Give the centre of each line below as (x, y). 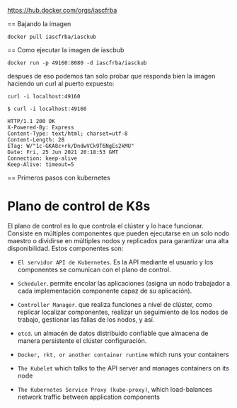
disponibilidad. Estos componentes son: (65, 248)
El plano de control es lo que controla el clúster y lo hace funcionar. (105, 226)
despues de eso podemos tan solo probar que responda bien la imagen (111, 76)
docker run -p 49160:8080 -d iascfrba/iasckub (77, 63)
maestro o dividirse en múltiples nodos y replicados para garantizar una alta (118, 240)
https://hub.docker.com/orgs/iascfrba (62, 10)
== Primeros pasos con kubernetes (59, 177)
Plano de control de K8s (79, 206)
